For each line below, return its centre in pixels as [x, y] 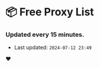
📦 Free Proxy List [50, 12]
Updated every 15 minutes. [45, 35]
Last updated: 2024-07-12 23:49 [53, 47]
